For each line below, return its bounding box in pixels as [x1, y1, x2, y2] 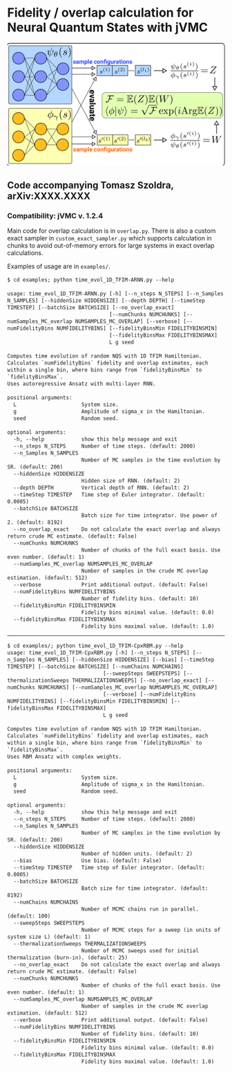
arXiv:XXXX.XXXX [7, 190, 91, 202]
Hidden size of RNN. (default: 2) [81, 477, 181, 484]
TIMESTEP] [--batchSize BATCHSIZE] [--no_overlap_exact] [7, 304, 175, 311]
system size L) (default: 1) [7, 933, 91, 940]
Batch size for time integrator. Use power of [81, 512, 217, 519]
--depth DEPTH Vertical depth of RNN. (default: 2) [13, 484, 190, 491]
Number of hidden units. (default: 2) [81, 850, 193, 857]
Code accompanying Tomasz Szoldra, [7, 179, 174, 191]
